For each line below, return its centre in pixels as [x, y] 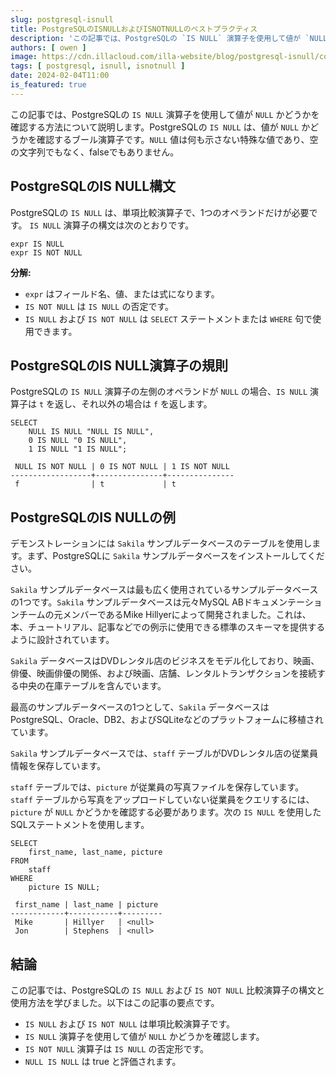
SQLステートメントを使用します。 [80, 825]
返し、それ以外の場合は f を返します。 [133, 404]
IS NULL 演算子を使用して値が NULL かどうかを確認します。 [144, 1036]
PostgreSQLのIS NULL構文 [93, 186]
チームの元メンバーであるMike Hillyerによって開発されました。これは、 [165, 615]
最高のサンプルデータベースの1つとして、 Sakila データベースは [140, 707]
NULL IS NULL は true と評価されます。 [103, 1061]
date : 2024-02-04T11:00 [60, 76]
